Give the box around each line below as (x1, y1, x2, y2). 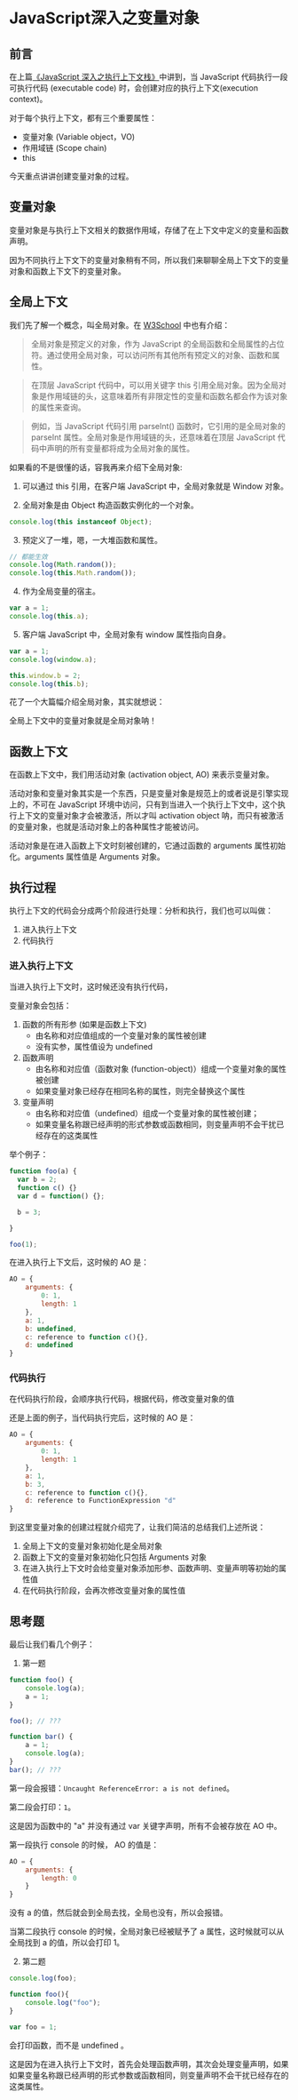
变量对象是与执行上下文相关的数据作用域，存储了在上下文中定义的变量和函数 (9, 224, 289, 236)
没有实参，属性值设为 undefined (35, 1042, 153, 1052)
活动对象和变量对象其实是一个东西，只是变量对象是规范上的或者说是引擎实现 (9, 788, 289, 799)
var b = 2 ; (17, 1175, 58, 1185)
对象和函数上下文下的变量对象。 (9, 266, 126, 276)
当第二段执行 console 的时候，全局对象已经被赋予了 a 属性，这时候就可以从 (9, 1926, 285, 1937)
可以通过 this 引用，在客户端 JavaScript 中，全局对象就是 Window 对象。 (21, 481, 288, 491)
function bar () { (9, 1732, 74, 1742)
